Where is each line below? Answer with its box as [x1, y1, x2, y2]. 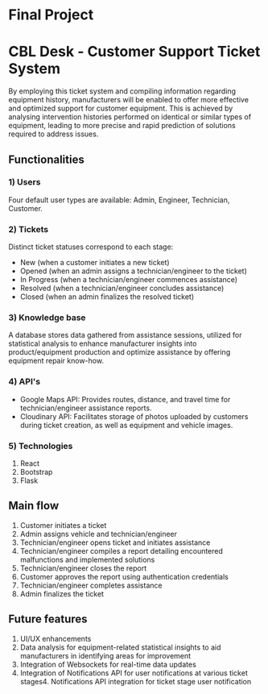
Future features [8, 613, 88, 626]
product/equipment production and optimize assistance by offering [8, 347, 231, 357]
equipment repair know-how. [8, 356, 105, 366]
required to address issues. [8, 129, 99, 139]
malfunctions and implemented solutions [19, 555, 155, 564]
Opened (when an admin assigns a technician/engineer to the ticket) [19, 266, 248, 276]
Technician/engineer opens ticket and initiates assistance [19, 538, 211, 547]
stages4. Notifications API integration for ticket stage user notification [19, 676, 252, 686]
